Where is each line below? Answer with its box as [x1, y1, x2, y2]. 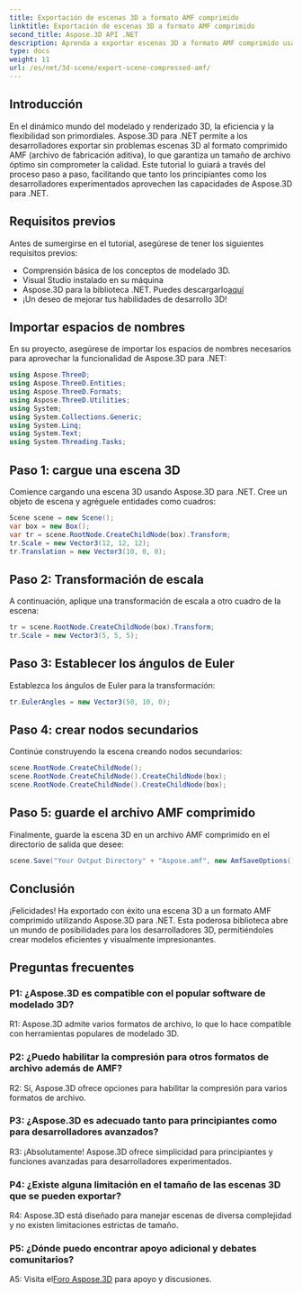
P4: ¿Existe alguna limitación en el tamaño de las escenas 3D [9, 1178, 281, 1190]
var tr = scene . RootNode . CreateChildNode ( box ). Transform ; [9, 530, 231, 539]
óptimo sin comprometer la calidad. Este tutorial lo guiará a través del [9, 159, 266, 169]
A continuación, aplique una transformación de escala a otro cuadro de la [9, 596, 281, 606]
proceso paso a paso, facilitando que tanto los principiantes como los [9, 168, 267, 179]
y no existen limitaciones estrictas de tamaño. [9, 1220, 179, 1231]
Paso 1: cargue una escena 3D [9, 462, 182, 478]
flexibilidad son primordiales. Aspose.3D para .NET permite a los [9, 130, 248, 141]
